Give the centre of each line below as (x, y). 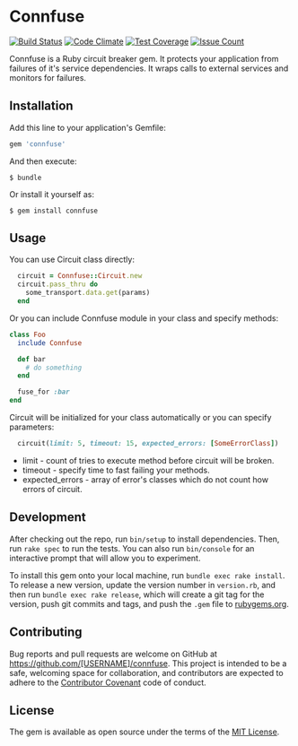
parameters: (32, 427)
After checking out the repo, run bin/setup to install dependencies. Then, (145, 539)
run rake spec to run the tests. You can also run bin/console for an (132, 548)
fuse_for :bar (44, 392)
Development (48, 517)
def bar (32, 359)
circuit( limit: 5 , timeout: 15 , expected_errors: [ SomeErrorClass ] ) (148, 444)
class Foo (28, 334)
